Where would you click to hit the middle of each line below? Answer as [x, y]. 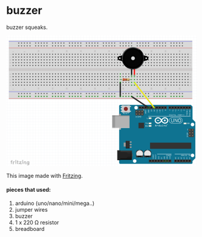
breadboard [30, 229]
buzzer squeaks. [27, 27]
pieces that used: [29, 190]
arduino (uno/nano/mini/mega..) [55, 203]
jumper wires [31, 209]
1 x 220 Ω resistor [37, 222]
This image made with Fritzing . [44, 176]
